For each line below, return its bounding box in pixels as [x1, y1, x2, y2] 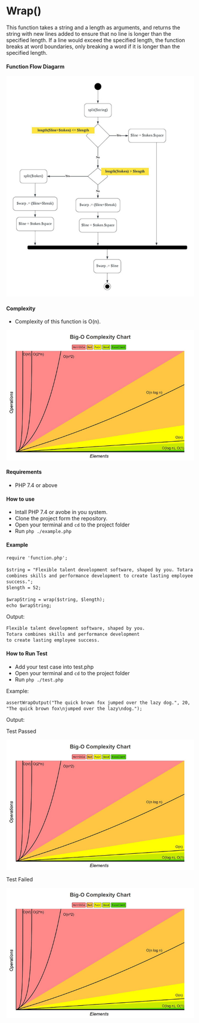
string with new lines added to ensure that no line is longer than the [6, 30, 172, 37]
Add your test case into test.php [14, 663, 94, 670]
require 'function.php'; [6, 555, 68, 561]
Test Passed [6, 728, 37, 735]
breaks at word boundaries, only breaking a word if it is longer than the [6, 43, 181, 50]
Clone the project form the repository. [14, 515, 108, 522]
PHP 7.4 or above [14, 482, 58, 489]
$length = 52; [6, 585, 42, 591]
